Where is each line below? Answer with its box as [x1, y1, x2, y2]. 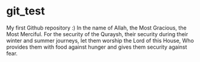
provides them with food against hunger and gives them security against [6, 43, 187, 51]
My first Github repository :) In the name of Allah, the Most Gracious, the [6, 24, 187, 31]
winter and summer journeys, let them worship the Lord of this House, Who [6, 37, 194, 44]
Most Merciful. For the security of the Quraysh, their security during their [6, 30, 188, 37]
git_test [6, 4, 45, 18]
